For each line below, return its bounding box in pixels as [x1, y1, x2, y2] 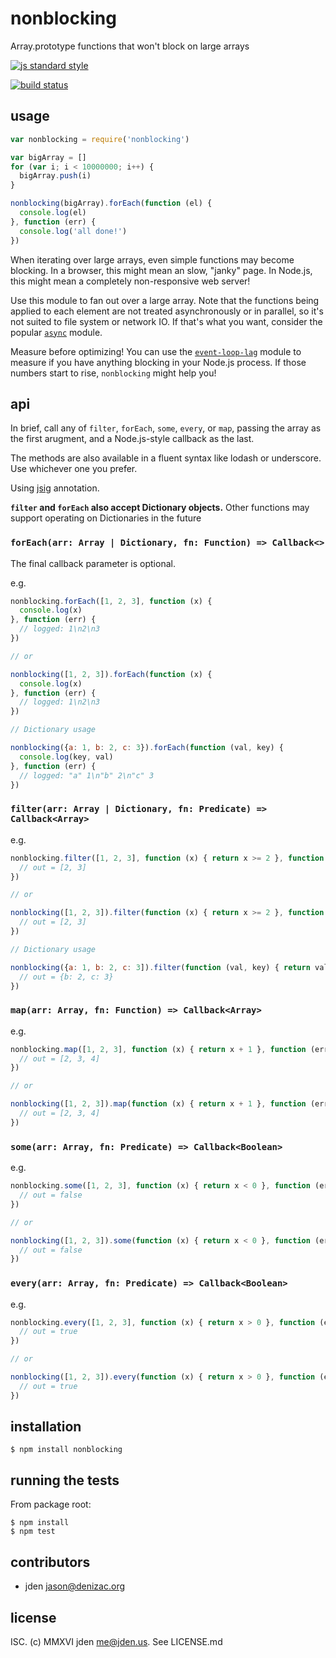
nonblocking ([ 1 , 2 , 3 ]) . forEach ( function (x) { [10, 669, 213, 679]
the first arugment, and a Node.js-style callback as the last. [10, 433, 255, 445]
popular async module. [10, 326, 103, 338]
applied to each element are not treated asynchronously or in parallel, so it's [10, 305, 324, 317]
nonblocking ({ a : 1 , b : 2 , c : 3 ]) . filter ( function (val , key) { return [10, 962, 311, 972]
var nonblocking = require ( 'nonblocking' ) [10, 134, 190, 144]
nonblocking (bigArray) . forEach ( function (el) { [10, 198, 213, 209]
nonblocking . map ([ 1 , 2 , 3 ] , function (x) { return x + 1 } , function [10, 1044, 307, 1054]
